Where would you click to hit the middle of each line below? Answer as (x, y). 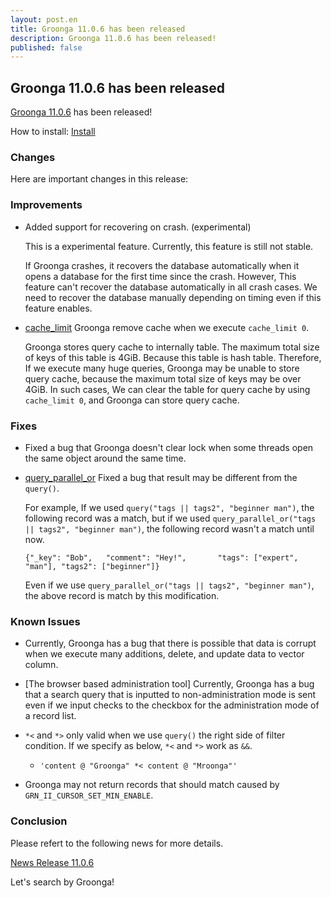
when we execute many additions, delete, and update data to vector (164, 654)
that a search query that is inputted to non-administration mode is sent (170, 695)
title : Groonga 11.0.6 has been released (98, 29)
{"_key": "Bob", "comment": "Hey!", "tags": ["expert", (161, 557)
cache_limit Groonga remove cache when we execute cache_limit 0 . (167, 327)
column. (41, 665)
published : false (46, 47)
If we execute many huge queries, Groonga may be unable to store (162, 368)
